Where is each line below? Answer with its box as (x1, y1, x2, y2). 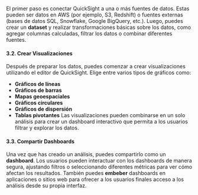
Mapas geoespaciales (14, 93, 70, 100)
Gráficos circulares (14, 100, 63, 107)
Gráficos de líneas (14, 81, 61, 88)
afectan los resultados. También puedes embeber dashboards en (6, 170, 166, 177)
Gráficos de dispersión (14, 105, 73, 113)
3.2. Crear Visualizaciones (6, 49, 73, 57)
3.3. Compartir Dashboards (6, 138, 75, 145)
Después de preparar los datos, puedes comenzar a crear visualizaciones (6, 63, 186, 70)
